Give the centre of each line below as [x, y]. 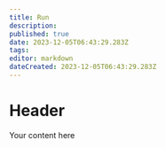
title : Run [29, 17]
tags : [19, 51]
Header [37, 111]
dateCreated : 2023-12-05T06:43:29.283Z [83, 67]
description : [33, 26]
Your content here [42, 135]
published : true [39, 34]
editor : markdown [41, 58]
